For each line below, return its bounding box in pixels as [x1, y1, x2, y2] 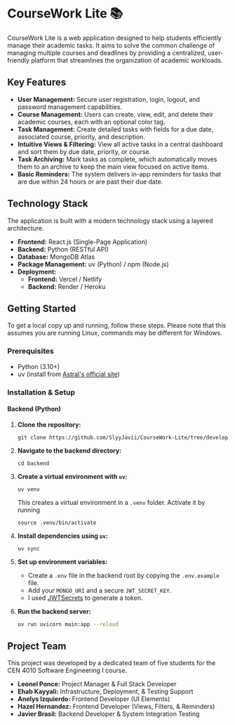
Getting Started [7, 302, 76, 314]
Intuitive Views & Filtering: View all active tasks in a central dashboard [17, 140, 223, 148]
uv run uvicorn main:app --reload [17, 620, 119, 628]
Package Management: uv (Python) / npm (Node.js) [17, 259, 170, 268]
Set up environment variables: [17, 557, 108, 566]
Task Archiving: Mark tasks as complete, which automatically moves [17, 155, 217, 163]
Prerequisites [7, 346, 54, 356]
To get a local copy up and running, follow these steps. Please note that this [7, 321, 227, 330]
